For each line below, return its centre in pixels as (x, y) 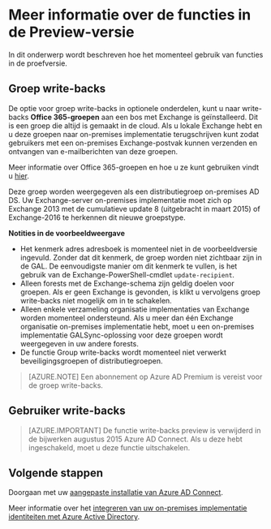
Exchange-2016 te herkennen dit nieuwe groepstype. (97, 217)
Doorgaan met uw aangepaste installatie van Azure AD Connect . (116, 492)
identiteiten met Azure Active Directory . (74, 517)
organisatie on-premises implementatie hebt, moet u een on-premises (137, 326)
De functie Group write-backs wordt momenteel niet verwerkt (123, 352)
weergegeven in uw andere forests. (80, 343)
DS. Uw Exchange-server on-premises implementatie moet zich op (120, 200)
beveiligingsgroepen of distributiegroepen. (91, 361)
